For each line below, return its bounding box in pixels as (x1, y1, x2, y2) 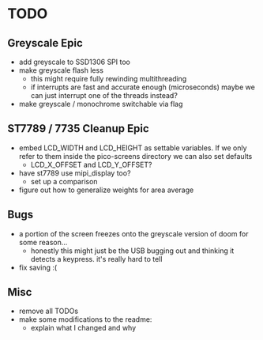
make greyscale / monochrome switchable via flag (18, 100, 183, 108)
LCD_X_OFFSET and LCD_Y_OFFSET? (30, 160, 152, 169)
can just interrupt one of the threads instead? (30, 91, 178, 100)
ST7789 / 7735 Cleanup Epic (7, 122, 149, 135)
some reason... (18, 237, 68, 247)
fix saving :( (18, 263, 58, 272)
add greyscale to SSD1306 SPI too (18, 57, 131, 66)
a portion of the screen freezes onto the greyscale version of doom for (18, 229, 249, 238)
